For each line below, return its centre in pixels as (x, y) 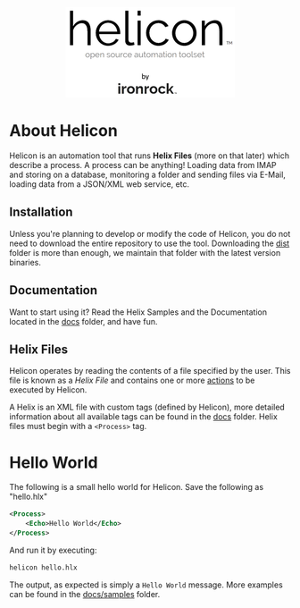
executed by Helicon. (48, 390)
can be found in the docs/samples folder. (85, 594)
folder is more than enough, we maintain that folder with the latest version (145, 252)
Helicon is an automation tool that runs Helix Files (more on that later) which (150, 156)
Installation (41, 212)
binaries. (25, 262)
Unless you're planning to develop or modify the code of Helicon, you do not (150, 233)
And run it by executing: (53, 550)
